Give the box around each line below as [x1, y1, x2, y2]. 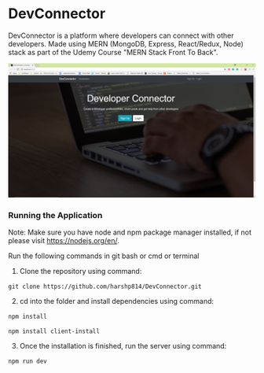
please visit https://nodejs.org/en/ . [8, 236, 119, 246]
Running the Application [8, 210, 103, 221]
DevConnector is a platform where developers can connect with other [8, 31, 234, 40]
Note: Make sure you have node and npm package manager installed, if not [8, 227, 251, 237]
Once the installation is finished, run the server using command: [19, 342, 227, 351]
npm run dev [8, 357, 47, 366]
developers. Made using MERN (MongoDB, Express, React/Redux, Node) [8, 39, 244, 48]
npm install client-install [8, 327, 101, 335]
